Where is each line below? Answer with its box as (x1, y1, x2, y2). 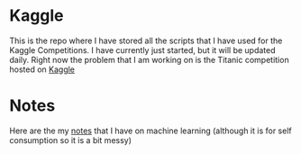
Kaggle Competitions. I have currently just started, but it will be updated (9, 44, 277, 55)
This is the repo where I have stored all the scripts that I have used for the (9, 35, 283, 46)
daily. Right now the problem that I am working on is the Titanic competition (9, 54, 290, 65)
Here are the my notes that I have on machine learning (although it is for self (9, 125, 292, 136)
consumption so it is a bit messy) (9, 134, 132, 145)
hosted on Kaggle (9, 64, 75, 75)
